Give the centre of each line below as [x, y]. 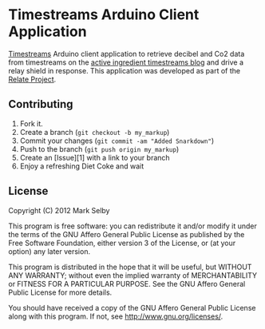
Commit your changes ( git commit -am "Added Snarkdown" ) [117, 141]
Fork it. [32, 123]
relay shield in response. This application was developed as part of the [125, 70]
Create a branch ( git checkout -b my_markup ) [95, 132]
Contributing [41, 104]
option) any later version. [49, 251]
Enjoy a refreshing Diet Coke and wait [82, 166]
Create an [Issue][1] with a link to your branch [95, 157]
